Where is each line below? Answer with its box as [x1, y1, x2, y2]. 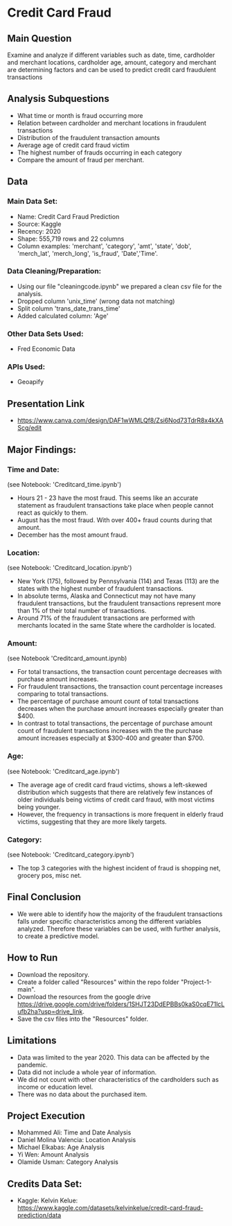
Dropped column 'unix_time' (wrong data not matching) [17, 297, 175, 305]
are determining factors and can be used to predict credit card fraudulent [7, 66, 217, 74]
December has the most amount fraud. [17, 530, 128, 539]
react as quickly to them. [17, 508, 88, 517]
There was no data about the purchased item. [17, 1090, 148, 1098]
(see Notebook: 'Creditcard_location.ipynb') [7, 564, 132, 572]
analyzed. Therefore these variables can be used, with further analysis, [17, 924, 221, 933]
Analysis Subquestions [7, 93, 109, 105]
